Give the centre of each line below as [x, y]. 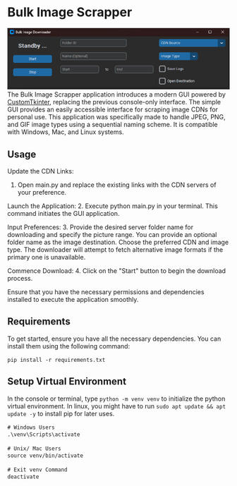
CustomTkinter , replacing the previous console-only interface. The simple [114, 102]
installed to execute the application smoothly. [73, 300]
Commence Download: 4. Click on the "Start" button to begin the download [117, 271]
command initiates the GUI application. [63, 214]
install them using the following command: [69, 346]
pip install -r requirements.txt [56, 360]
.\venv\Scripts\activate [44, 435]
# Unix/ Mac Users [34, 449]
